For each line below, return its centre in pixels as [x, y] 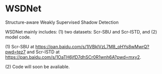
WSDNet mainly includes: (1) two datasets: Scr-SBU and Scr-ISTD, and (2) [81, 32]
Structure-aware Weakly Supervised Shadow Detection [62, 22]
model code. [18, 37]
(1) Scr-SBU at [20, 46]
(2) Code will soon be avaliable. [37, 67]
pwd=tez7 [15, 52]
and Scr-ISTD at [43, 52]
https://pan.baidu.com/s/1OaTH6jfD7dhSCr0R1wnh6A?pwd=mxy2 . [73, 57]
